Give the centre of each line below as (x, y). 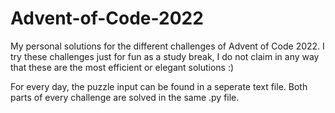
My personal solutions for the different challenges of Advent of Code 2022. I (167, 46)
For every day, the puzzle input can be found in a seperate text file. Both (159, 86)
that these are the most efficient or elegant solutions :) (122, 67)
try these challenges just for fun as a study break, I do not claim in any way (165, 56)
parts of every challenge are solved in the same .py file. (125, 97)
